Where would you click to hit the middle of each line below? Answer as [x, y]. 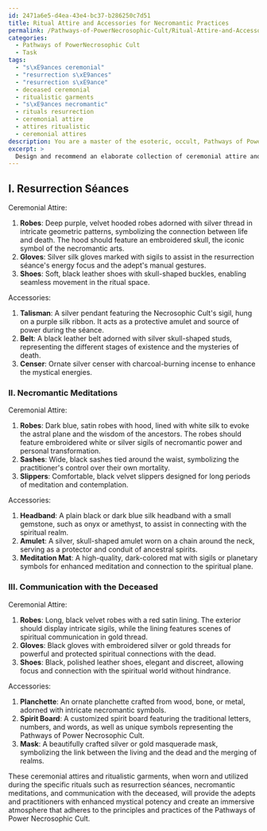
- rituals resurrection [54, 112]
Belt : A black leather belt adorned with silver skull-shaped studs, [126, 338]
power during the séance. [62, 330]
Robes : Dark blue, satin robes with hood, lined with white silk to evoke [135, 426]
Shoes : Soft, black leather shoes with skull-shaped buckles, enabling [133, 274]
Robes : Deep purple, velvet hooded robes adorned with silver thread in [136, 223]
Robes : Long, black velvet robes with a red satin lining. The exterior [130, 620]
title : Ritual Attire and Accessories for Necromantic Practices [118, 23]
